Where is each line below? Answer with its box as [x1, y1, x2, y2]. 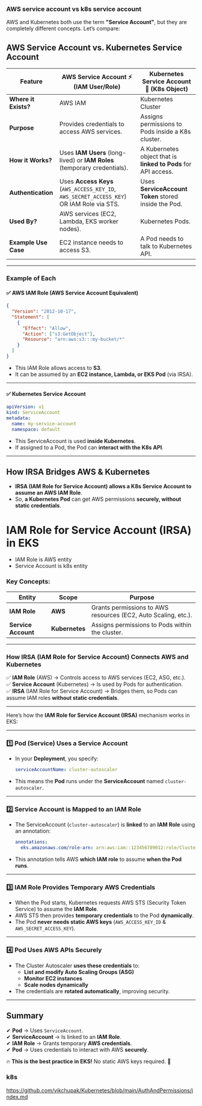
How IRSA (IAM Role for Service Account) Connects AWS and [6, 652, 189, 661]
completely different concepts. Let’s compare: [6, 25, 120, 32]
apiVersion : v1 [6, 404, 44, 410]
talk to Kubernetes [140, 242, 192, 250]
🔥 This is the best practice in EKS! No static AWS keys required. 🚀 [6, 1058, 171, 1065]
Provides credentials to [59, 120, 124, 129]
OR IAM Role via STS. [59, 200, 120, 208]
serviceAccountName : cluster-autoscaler [14, 767, 118, 773]
